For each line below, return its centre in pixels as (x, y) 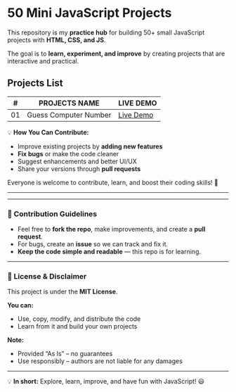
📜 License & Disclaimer (47, 276)
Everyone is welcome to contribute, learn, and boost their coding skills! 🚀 (113, 182)
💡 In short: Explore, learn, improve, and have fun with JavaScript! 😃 (106, 381)
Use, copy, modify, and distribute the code (79, 319)
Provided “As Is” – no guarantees (65, 354)
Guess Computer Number (69, 115)
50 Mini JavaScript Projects (90, 13)
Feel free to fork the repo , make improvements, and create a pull (111, 229)
